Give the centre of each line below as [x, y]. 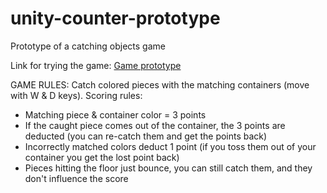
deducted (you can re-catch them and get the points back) [146, 136]
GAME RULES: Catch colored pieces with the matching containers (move [160, 84]
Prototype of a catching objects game [88, 46]
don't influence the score [76, 178]
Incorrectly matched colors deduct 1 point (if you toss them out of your [170, 146]
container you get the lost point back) [102, 157]
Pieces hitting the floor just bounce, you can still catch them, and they [168, 168]
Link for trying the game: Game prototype [96, 65]
